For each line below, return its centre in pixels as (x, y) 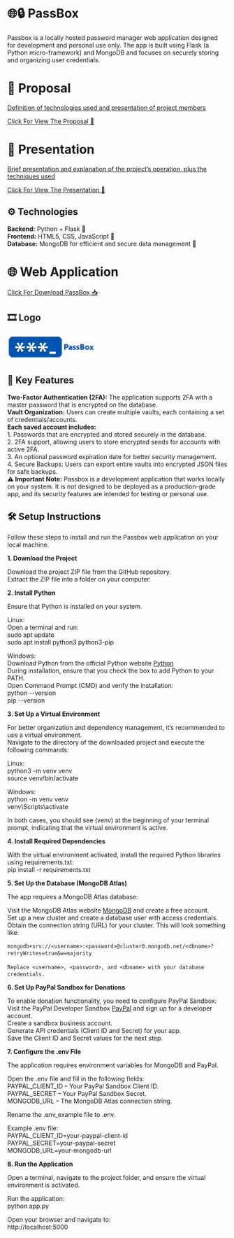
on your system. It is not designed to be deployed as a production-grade (111, 486)
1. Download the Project (42, 558)
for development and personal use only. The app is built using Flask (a (108, 45)
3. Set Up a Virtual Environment (54, 714)
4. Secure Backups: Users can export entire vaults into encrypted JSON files (117, 464)
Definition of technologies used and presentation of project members (107, 107)
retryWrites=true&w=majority (50, 953)
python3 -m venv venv (40, 771)
